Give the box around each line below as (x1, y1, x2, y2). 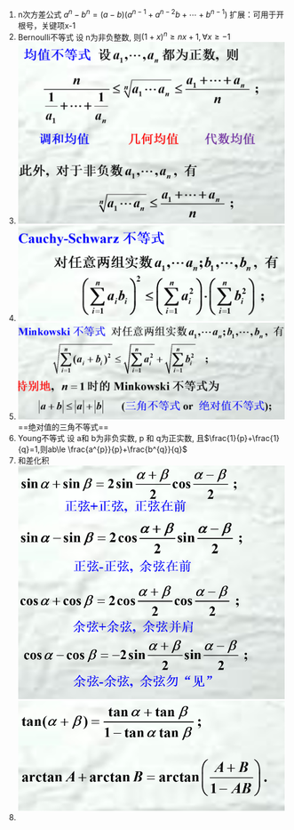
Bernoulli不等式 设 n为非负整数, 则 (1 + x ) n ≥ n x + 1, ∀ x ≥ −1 (17, 30, 231, 43)
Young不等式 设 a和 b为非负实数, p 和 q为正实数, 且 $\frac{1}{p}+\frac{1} (17, 432, 280, 443)
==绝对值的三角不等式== (17, 422, 109, 432)
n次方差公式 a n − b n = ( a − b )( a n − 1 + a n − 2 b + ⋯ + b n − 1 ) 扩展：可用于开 (17, 8, 284, 20)
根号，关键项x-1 (17, 20, 76, 30)
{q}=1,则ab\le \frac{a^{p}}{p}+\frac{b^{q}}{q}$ (17, 444, 188, 455)
